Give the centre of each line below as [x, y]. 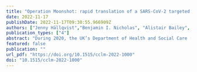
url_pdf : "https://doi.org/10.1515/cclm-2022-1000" [70, 55]
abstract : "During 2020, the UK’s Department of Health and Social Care [97, 38]
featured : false [26, 44]
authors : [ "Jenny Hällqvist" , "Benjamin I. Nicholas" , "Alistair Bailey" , [98, 28]
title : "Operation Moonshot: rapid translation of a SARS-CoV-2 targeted [98, 11]
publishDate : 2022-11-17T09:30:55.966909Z [59, 22]
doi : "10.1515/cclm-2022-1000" [44, 60]
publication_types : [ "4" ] [38, 33]
